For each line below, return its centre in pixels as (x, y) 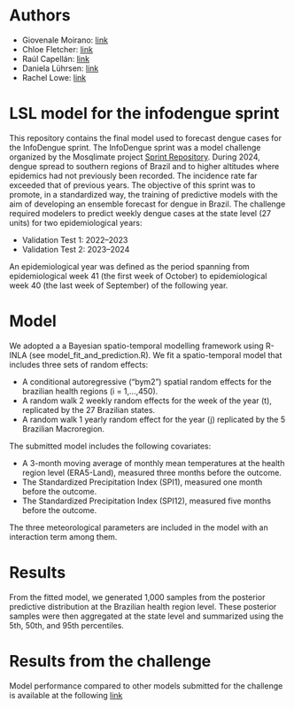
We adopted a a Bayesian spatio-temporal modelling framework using (136, 346)
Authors (40, 16)
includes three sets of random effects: (79, 364)
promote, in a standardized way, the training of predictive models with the (143, 194)
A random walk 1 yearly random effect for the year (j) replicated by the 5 (154, 419)
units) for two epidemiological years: (76, 222)
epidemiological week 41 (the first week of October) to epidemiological (138, 276)
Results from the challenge (110, 661)
